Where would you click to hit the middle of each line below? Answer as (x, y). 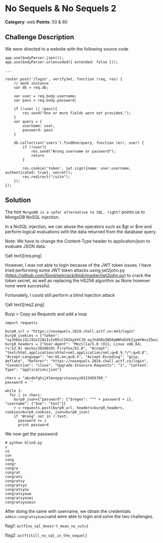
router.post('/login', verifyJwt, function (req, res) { (64, 79)
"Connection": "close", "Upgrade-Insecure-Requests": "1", (66, 365)
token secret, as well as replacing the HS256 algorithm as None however (78, 280)
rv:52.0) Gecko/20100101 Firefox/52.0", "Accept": (57, 348)
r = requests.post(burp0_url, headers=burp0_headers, (69, 408)
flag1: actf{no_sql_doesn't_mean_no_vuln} (47, 526)
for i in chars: (26, 395)
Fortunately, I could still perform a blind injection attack (60, 295)
